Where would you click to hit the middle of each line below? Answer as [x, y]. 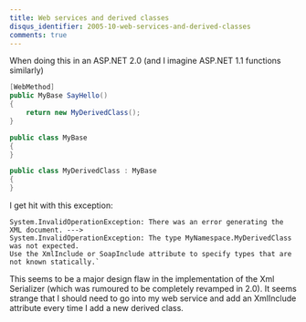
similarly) [26, 70]
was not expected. [44, 246]
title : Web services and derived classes [90, 18]
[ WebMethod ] [32, 88]
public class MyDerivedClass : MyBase [83, 171]
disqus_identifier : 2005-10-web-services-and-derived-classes [130, 26]
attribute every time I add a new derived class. [97, 308]
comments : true [38, 35]
